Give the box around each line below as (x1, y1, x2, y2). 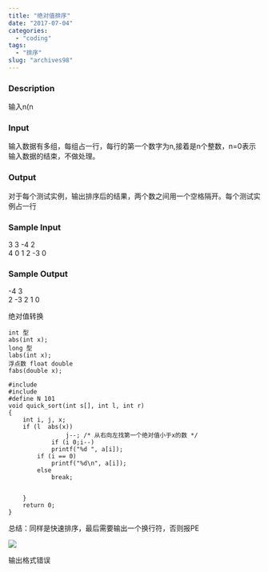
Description (8, 82, 55, 94)
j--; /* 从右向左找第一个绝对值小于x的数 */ (65, 431, 198, 440)
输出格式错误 (8, 555, 50, 565)
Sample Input (8, 222, 62, 233)
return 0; (22, 502, 56, 510)
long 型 (8, 345, 33, 353)
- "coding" (15, 34, 52, 42)
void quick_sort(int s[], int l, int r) (8, 402, 146, 410)
